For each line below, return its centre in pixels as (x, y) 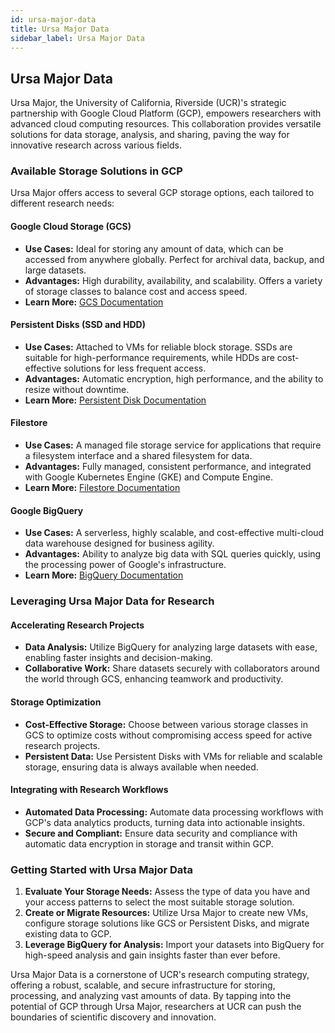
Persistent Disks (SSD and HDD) (78, 325)
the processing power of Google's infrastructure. (125, 565)
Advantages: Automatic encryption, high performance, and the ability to (174, 378)
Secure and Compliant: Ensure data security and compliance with (161, 833)
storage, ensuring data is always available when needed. (141, 767)
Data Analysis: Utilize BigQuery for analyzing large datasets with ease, (171, 647)
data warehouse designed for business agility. (119, 543)
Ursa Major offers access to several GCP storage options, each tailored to (162, 193)
